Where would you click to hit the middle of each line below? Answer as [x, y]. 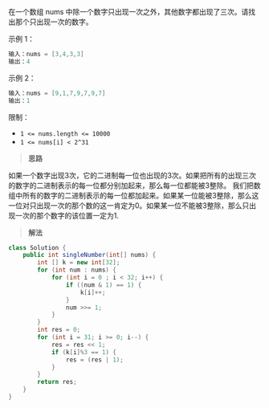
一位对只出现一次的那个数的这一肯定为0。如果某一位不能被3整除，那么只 [129, 205]
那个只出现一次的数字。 [54, 22]
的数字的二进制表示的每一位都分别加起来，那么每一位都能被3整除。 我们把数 [134, 185]
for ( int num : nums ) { [77, 270]
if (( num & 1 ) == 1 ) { [104, 285]
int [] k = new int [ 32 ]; [79, 263]
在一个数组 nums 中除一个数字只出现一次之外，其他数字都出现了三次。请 [128, 12]
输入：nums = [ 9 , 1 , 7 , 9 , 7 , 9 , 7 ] [57, 93]
